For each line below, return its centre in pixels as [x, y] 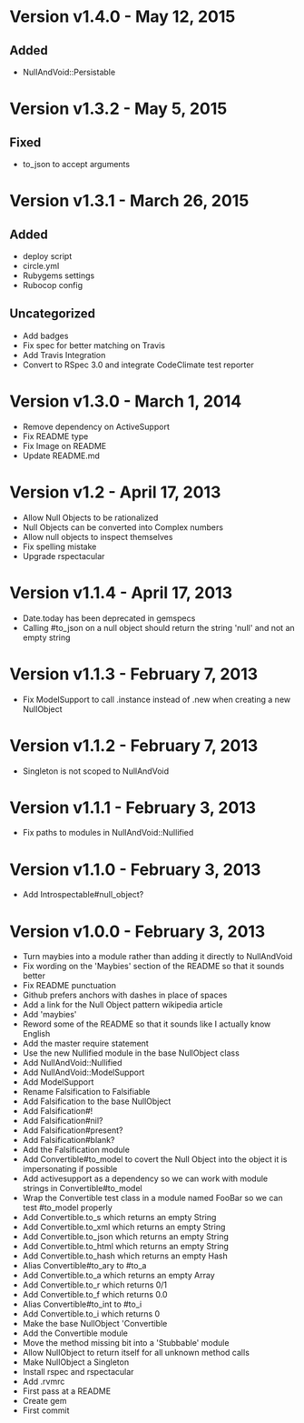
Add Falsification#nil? [63, 1121]
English [36, 1034]
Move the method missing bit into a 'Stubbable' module [126, 1343]
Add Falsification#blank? [69, 1140]
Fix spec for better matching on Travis [94, 345]
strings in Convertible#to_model [82, 1188]
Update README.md [61, 456]
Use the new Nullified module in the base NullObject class [131, 1053]
